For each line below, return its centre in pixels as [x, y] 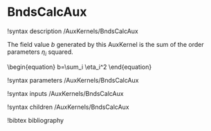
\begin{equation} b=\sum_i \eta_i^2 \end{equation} [80, 67]
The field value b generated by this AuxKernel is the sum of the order [105, 44]
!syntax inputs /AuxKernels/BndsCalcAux [65, 93]
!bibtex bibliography [36, 120]
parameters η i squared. [40, 52]
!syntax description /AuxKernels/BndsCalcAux [73, 31]
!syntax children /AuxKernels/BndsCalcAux [68, 107]
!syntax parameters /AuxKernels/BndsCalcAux [73, 80]
